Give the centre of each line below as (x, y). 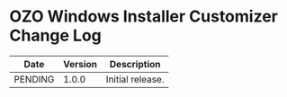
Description (135, 64)
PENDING (34, 79)
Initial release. (135, 79)
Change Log (55, 35)
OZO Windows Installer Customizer (144, 17)
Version (80, 64)
